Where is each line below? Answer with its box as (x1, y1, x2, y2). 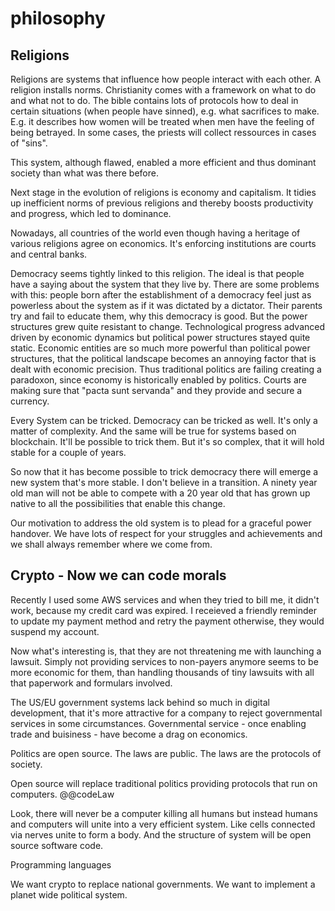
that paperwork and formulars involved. (10, 677, 173, 689)
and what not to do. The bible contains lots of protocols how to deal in (10, 95, 299, 106)
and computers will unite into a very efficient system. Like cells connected (10, 818, 316, 830)
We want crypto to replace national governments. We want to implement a (10, 878, 316, 890)
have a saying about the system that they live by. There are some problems (10, 278, 320, 290)
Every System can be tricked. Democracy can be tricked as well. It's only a (10, 415, 318, 426)
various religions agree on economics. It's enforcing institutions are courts (10, 238, 317, 249)
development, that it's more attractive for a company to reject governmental (10, 707, 323, 719)
